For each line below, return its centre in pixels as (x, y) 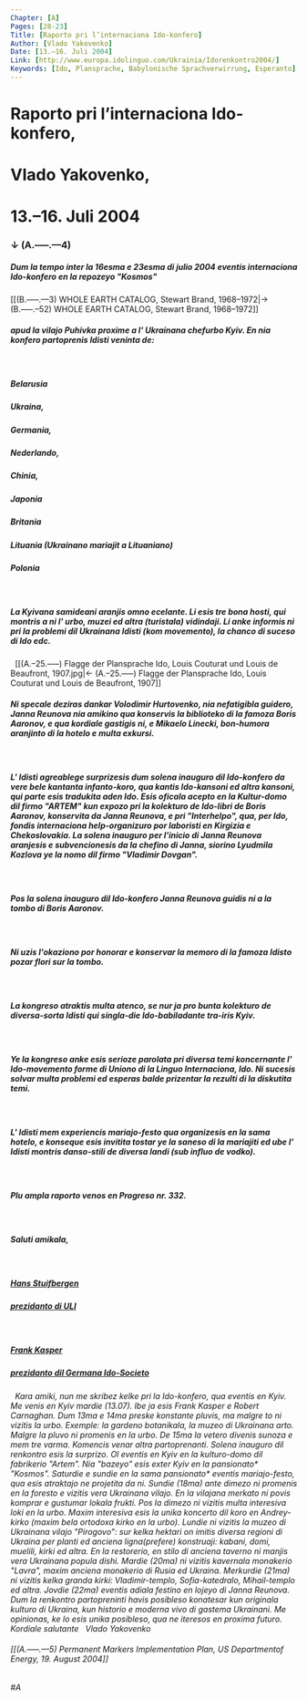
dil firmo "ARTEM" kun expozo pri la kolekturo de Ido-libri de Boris (138, 806)
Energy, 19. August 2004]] (59, 1659)
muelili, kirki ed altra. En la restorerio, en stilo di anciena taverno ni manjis (149, 1550)
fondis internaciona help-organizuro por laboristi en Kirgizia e (131, 825)
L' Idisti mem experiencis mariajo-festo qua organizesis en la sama (140, 1132)
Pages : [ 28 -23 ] (39, 26)
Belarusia (29, 383)
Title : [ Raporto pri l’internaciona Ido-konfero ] (107, 35)
